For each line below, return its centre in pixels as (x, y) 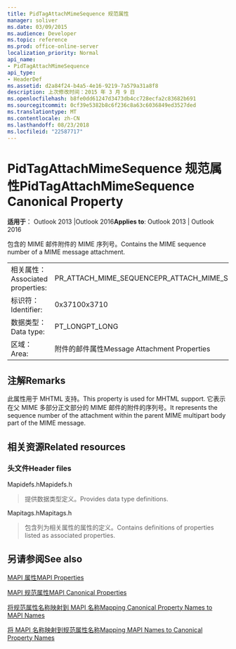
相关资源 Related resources (67, 447)
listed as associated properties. (70, 535)
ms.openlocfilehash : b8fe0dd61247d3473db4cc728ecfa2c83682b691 (102, 99)
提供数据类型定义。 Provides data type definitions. (96, 499)
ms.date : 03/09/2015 (38, 27)
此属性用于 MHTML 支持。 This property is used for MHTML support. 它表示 (117, 399)
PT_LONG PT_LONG (86, 326)
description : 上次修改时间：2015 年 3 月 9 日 (71, 92)
